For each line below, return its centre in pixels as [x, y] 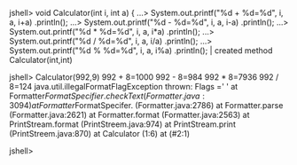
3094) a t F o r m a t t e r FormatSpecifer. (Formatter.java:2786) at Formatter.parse [146, 105]
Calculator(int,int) [41, 60]
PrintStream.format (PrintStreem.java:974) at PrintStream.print [123, 124]
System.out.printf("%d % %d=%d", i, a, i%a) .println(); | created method [141, 51]
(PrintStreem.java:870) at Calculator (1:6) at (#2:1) [100, 134]
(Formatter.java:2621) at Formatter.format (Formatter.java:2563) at [129, 115]
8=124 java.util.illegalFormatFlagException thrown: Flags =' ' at [124, 86]
